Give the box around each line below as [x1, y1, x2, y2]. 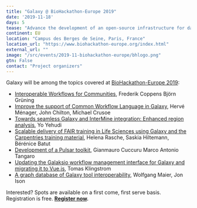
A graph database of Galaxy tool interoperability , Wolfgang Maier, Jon [14, 171, 184, 179]
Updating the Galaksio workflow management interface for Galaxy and [14, 159, 185, 166]
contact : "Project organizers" [6, 63, 83, 69]
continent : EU [6, 30, 41, 36]
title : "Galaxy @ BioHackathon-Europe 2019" [6, 8, 117, 15]
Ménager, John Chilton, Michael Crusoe [14, 109, 111, 116]
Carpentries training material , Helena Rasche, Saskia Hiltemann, [14, 134, 169, 141]
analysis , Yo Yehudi [14, 121, 62, 129]
